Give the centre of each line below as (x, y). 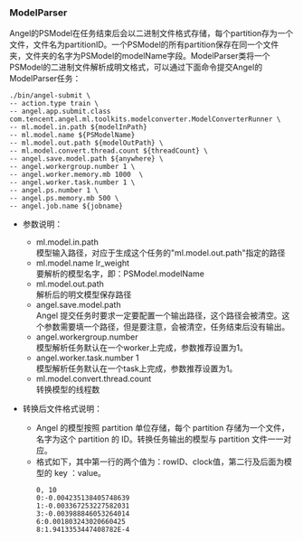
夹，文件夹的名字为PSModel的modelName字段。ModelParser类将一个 (140, 56)
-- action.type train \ (54, 104)
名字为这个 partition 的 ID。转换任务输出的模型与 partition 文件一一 (160, 439)
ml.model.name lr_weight (82, 263)
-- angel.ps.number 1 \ (54, 191)
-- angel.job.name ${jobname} (66, 206)
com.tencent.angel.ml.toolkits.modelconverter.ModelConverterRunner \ (145, 119)
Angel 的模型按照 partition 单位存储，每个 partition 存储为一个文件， (162, 428)
